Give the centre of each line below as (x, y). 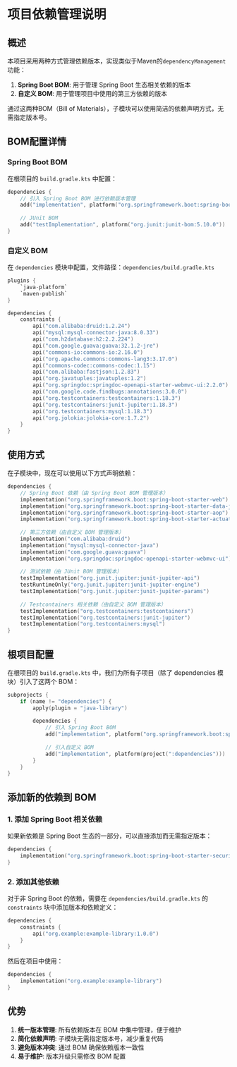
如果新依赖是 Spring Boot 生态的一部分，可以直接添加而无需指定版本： (110, 836)
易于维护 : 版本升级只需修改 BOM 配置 (72, 1056)
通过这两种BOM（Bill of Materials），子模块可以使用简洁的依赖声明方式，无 (116, 109)
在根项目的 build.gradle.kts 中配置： (62, 178)
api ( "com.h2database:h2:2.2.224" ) (83, 339)
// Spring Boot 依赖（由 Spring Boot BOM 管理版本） (94, 493)
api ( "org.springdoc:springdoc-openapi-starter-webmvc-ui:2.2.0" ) (131, 385)
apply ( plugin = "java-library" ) (80, 708)
